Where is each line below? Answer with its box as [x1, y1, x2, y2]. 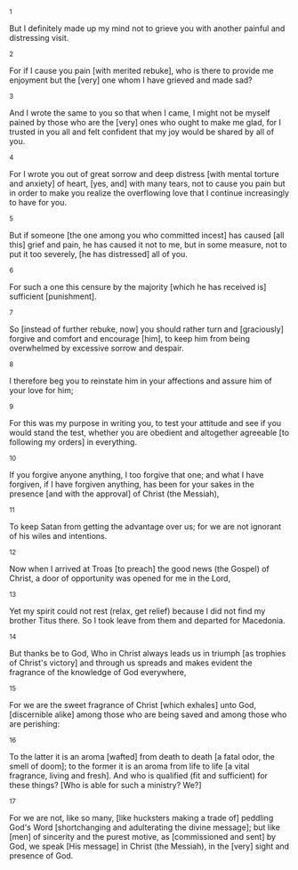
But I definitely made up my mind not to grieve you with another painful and [9, 23, 286, 34]
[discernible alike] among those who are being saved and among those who [9, 709, 287, 720]
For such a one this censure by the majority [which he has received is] [9, 282, 267, 292]
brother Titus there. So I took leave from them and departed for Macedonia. [9, 616, 286, 625]
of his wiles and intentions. [9, 531, 108, 541]
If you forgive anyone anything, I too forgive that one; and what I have [9, 470, 264, 479]
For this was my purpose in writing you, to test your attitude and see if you [9, 418, 282, 428]
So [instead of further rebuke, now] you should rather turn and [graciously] [9, 324, 285, 334]
